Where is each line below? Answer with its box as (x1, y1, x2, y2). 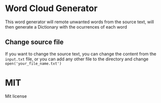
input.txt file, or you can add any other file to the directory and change (5, 56, 149, 62)
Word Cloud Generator (5, 3, 98, 14)
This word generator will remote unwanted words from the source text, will (5, 19, 154, 25)
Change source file (5, 38, 64, 46)
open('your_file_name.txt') (5, 61, 62, 66)
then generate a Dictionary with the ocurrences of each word (5, 24, 127, 29)
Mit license (5, 93, 27, 99)
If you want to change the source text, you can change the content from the (5, 51, 157, 57)
